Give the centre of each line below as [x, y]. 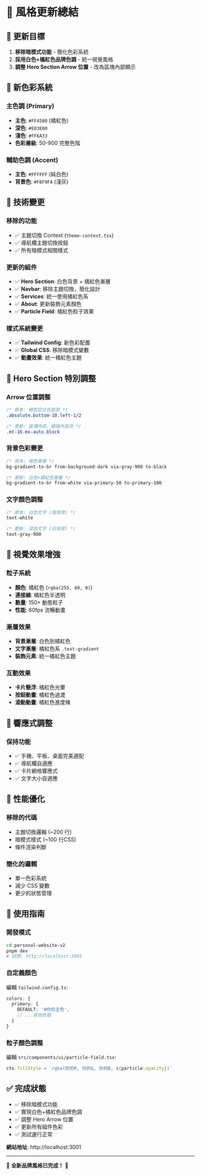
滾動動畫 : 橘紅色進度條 [42, 702]
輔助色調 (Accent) [32, 160]
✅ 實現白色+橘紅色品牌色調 [48, 1111]
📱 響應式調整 [29, 723]
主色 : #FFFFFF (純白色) [42, 174]
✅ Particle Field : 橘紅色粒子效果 [54, 311]
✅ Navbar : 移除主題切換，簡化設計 [57, 289]
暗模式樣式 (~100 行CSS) [45, 839]
